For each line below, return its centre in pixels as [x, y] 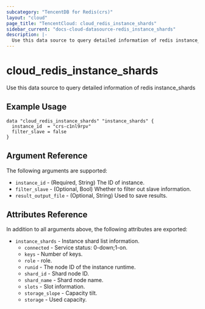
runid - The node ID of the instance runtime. [80, 267]
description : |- [27, 35]
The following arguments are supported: [57, 170]
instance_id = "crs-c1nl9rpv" [52, 126]
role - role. [38, 261]
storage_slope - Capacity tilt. [61, 293]
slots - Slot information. [55, 287]
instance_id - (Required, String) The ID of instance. [80, 182]
